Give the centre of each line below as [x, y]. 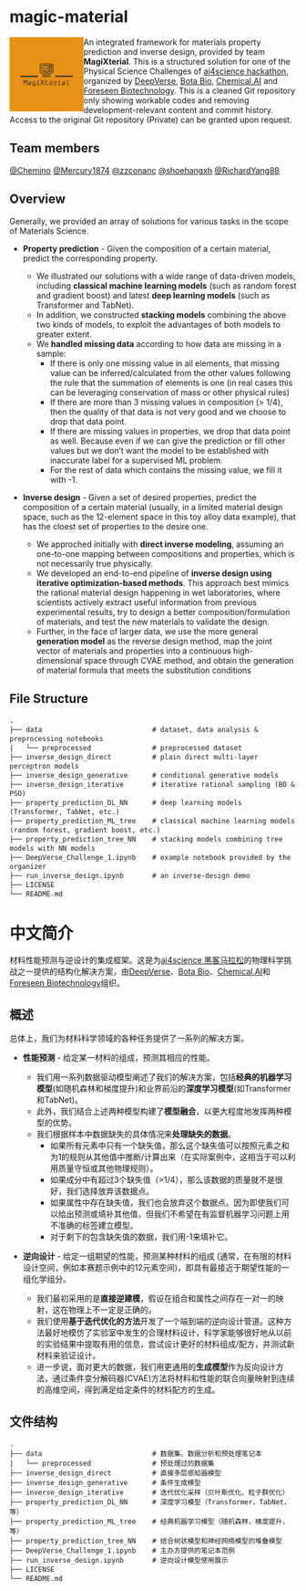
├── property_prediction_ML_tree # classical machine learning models [153, 822]
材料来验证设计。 [68, 1355]
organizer [28, 867]
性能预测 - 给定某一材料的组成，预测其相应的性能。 [119, 1058]
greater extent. [64, 334]
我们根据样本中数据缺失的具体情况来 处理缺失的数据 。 [136, 1135]
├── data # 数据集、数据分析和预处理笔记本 [136, 1453]
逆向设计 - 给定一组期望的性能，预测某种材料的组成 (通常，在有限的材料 [157, 1256]
